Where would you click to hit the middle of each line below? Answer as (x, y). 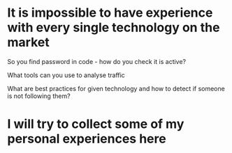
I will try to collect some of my (96, 124)
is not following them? (39, 96)
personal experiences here (87, 139)
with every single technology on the (114, 27)
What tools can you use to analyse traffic (66, 75)
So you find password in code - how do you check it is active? (97, 61)
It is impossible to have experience (110, 13)
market (29, 42)
